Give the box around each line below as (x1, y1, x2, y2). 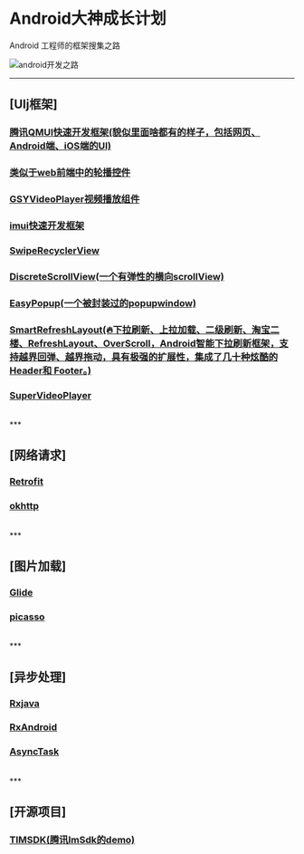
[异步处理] (9, 669, 66, 685)
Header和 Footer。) (9, 364, 92, 377)
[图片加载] (9, 559, 66, 573)
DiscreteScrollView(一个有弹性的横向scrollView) (9, 270, 224, 283)
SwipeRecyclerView (9, 244, 100, 256)
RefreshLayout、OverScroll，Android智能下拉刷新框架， (27, 337, 280, 350)
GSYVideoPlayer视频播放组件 (9, 193, 140, 206)
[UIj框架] (9, 97, 58, 112)
